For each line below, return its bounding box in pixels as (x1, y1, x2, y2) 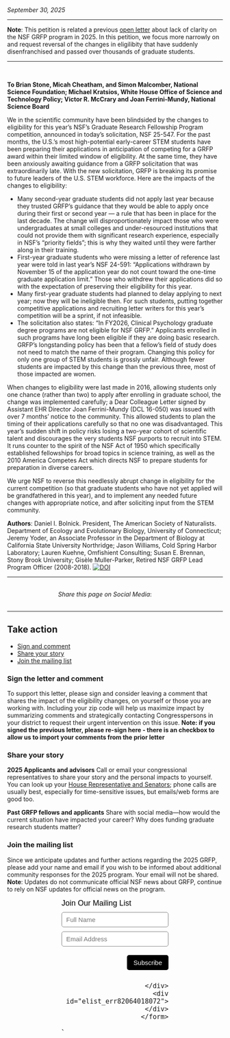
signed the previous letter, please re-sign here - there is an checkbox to (7, 726, 215, 734)
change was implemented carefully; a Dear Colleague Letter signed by (7, 398, 206, 406)
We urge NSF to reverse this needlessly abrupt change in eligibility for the (7, 477, 215, 485)
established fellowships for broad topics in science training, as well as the (7, 449, 216, 457)
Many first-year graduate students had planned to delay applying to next (16, 290, 222, 297)
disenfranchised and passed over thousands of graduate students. (7, 47, 195, 56)
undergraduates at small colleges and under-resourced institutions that (16, 224, 218, 232)
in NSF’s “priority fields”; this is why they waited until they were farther (16, 238, 216, 247)
